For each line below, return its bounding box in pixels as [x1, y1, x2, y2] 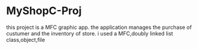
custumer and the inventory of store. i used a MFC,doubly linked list [6, 30, 173, 37]
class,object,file [6, 36, 45, 43]
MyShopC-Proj [6, 4, 82, 18]
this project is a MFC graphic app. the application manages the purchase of [6, 24, 192, 31]
